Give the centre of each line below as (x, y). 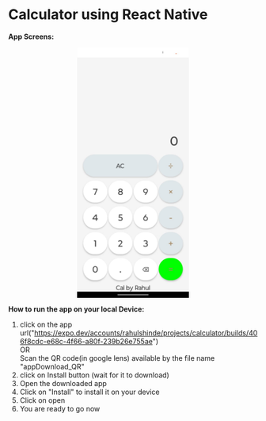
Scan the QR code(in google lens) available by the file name (117, 358)
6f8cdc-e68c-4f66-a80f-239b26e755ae (86, 341)
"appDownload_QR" (52, 366)
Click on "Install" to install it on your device (89, 392)
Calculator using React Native (108, 15)
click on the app (46, 324)
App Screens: (31, 36)
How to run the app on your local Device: (76, 309)
